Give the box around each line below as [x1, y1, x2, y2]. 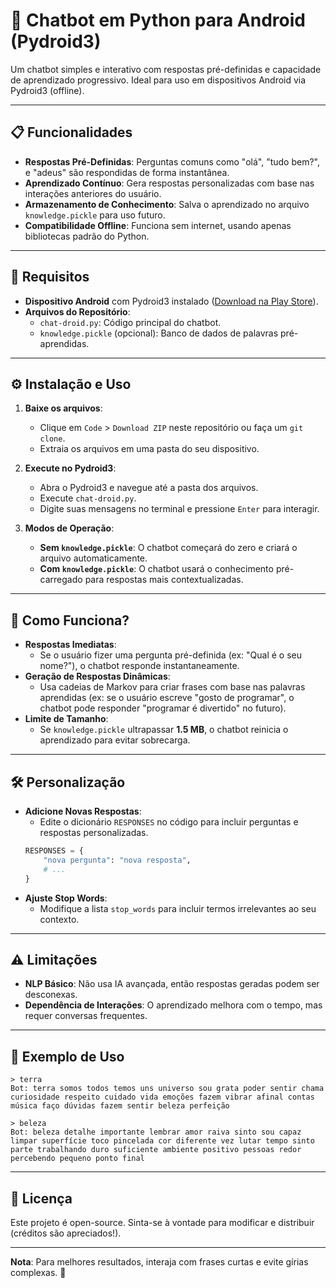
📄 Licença [10, 1190, 73, 1207]
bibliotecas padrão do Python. [24, 230, 150, 242]
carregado [39, 574, 83, 586]
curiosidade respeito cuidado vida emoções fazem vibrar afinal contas [10, 1092, 315, 1103]
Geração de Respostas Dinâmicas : [24, 670, 171, 683]
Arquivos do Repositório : [24, 305, 131, 318]
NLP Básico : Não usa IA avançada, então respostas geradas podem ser [24, 978, 320, 990]
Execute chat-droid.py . [39, 492, 137, 504]
